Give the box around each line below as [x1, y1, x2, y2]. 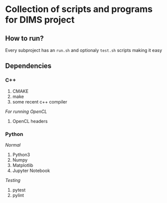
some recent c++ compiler [12, 98, 67, 104]
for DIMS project [5, 14, 75, 25]
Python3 [12, 151, 30, 157]
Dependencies [5, 61, 51, 70]
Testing [5, 177, 21, 183]
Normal [5, 141, 21, 148]
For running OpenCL [5, 108, 47, 114]
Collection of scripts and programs [5, 3, 153, 15]
